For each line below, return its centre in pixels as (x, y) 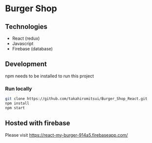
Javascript (23, 44)
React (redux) (26, 38)
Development (26, 64)
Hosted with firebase (38, 123)
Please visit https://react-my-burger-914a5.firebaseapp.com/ (66, 135)
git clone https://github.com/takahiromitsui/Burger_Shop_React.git (76, 99)
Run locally (19, 89)
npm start (15, 108)
